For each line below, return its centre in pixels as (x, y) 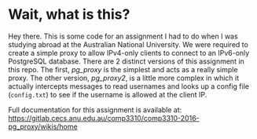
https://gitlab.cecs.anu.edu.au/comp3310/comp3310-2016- (104, 118)
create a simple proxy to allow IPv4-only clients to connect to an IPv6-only (129, 53)
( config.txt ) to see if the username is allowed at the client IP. (108, 94)
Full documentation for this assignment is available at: (95, 110)
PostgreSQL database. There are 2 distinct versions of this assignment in (127, 61)
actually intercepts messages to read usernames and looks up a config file (129, 86)
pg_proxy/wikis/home (43, 126)
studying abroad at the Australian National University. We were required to (128, 44)
